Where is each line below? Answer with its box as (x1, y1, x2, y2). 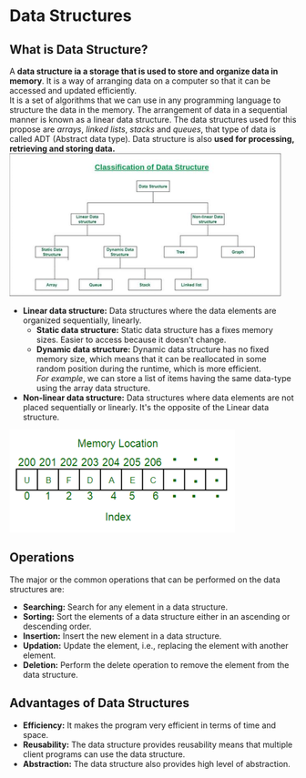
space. (22, 729, 48, 740)
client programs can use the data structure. (22, 748, 186, 760)
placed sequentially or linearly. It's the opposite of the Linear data (22, 402, 270, 412)
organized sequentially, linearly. (22, 315, 142, 326)
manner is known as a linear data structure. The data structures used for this (9, 115, 297, 125)
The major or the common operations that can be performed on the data (9, 574, 280, 585)
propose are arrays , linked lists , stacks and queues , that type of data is (9, 124, 276, 135)
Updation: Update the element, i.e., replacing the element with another (22, 640, 289, 651)
